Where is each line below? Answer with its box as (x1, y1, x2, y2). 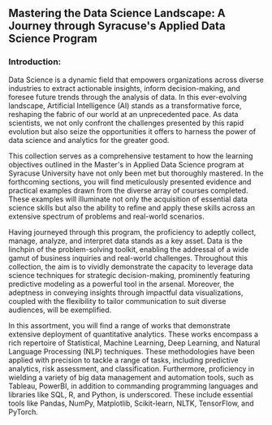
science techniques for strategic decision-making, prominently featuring (8, 270, 250, 280)
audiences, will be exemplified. (8, 305, 112, 314)
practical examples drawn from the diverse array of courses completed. (8, 185, 249, 195)
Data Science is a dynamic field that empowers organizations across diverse (8, 75, 264, 85)
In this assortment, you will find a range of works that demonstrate (8, 320, 231, 330)
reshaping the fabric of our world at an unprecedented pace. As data (8, 109, 239, 119)
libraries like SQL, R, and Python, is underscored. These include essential (8, 389, 253, 399)
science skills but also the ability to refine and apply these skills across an (8, 202, 256, 212)
